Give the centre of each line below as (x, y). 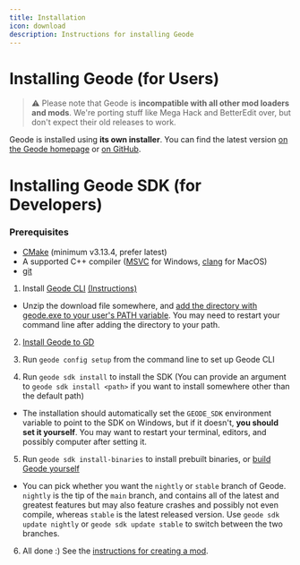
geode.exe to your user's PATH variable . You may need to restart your (151, 315)
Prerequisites (39, 232)
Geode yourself (51, 468)
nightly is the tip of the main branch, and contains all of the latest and (150, 495)
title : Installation (48, 17)
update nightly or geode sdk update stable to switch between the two (153, 524)
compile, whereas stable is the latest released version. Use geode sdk (151, 514)
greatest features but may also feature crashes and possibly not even (150, 505)
